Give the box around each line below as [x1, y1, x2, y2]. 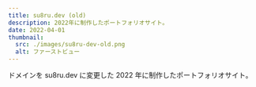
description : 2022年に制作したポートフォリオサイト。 [8, 19, 168, 27]
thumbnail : [8, 33, 44, 42]
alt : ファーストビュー [15, 48, 81, 56]
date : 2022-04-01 [8, 26, 66, 34]
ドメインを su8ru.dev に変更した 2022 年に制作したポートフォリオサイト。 [8, 71, 253, 79]
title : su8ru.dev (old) [8, 11, 87, 20]
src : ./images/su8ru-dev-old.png [15, 41, 126, 49]
